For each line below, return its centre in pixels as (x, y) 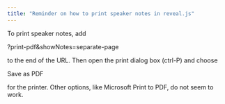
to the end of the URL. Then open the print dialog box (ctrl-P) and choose (113, 60)
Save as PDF (25, 73)
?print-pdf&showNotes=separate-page (63, 46)
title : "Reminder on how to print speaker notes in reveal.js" (101, 14)
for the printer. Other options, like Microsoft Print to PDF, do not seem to (110, 87)
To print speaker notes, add (47, 33)
